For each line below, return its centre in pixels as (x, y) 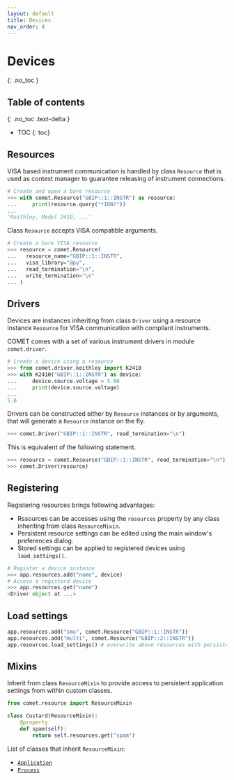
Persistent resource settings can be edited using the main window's (115, 533)
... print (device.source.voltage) (63, 387)
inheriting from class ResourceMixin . (69, 526)
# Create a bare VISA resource (53, 243)
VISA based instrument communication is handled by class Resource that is (114, 171)
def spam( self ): (44, 729)
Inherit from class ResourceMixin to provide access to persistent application (115, 683)
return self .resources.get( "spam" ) (84, 735)
